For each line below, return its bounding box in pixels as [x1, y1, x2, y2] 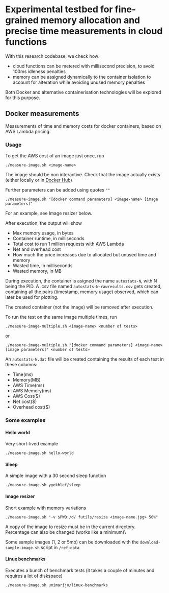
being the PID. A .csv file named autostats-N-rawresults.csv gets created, [5, 283, 162, 290]
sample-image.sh [5, 545, 40, 550]
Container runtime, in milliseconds [12, 235, 85, 242]
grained [5, 14, 39, 26]
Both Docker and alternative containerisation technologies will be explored [5, 89, 161, 95]
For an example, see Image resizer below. [5, 210, 93, 217]
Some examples [5, 416, 46, 423]
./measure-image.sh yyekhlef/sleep [5, 483, 81, 488]
